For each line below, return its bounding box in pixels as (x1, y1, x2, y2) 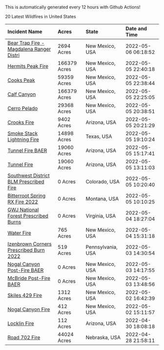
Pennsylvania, (85, 244, 118, 250)
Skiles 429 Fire (7, 292, 42, 299)
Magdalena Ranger (7, 46, 51, 52)
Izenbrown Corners (7, 241, 52, 247)
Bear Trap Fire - (7, 40, 45, 46)
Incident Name (7, 28, 42, 35)
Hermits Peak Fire (7, 63, 49, 69)
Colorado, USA (85, 178, 120, 185)
